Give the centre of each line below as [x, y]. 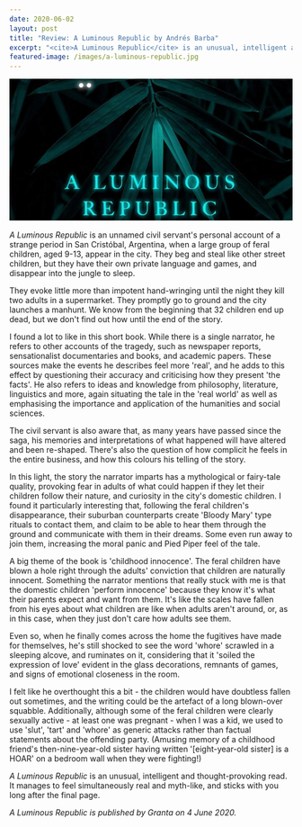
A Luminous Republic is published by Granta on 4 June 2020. [123, 813]
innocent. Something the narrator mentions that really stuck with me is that [147, 580]
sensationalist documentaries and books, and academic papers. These [140, 356]
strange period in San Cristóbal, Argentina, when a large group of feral [139, 245]
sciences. [27, 413]
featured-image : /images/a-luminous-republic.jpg [104, 57]
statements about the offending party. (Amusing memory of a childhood [142, 740]
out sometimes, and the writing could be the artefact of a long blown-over [146, 701]
